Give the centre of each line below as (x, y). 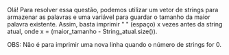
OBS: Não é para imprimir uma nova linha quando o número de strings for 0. (114, 44)
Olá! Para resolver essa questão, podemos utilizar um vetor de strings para (113, 10)
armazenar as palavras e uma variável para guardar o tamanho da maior (109, 17)
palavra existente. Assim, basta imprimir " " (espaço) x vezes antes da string (115, 24)
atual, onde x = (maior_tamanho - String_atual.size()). (82, 31)
